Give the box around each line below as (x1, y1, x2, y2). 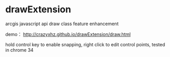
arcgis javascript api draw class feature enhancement (5, 21, 119, 27)
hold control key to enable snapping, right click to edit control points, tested (5, 41, 165, 47)
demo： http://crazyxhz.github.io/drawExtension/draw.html (5, 31, 131, 37)
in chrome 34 (5, 47, 34, 53)
